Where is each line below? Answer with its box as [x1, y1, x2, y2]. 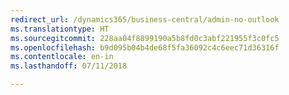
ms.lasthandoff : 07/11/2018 [10, 61, 128, 71]
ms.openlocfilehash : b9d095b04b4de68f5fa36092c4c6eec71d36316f [10, 42, 280, 53]
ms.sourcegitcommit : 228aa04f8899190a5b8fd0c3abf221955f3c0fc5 [10, 33, 280, 43]
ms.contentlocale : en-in [10, 52, 114, 62]
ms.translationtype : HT [10, 24, 110, 34]
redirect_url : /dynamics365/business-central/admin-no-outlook [10, 14, 280, 25]
